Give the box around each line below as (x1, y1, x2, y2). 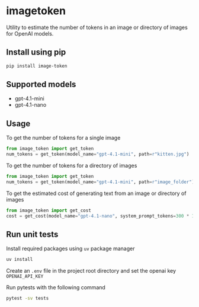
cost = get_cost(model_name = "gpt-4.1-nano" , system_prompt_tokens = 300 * (6, 213, 190, 219)
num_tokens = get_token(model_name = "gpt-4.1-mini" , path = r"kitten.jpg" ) (6, 151, 190, 158)
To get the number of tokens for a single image (6, 135, 121, 142)
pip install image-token (6, 63, 68, 69)
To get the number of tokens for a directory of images (6, 162, 137, 169)
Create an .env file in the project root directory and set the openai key (6, 267, 176, 274)
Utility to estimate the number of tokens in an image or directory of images (6, 24, 188, 31)
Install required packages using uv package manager (6, 245, 135, 252)
